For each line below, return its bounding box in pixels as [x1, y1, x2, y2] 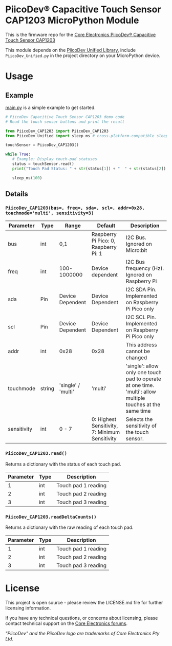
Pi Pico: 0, [91, 237, 116, 245]
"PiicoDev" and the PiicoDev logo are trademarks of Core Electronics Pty [5, 630, 160, 636]
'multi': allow [125, 388, 156, 395]
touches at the [125, 401, 160, 408]
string [40, 385, 55, 392]
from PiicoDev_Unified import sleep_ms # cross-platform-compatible [5, 133, 155, 138]
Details [5, 190, 28, 198]
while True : [5, 152, 31, 157]
